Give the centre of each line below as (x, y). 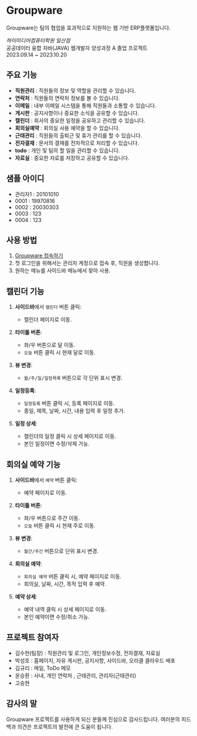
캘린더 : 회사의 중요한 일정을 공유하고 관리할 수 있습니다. (80, 120)
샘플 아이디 (25, 179)
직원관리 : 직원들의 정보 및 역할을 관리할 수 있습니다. (75, 90)
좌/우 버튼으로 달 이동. (50, 345)
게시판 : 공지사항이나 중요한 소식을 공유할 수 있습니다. (77, 113)
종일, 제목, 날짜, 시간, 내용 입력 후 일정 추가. (74, 411)
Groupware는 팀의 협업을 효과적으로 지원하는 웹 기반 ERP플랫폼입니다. (89, 28)
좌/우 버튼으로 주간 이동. (52, 518)
